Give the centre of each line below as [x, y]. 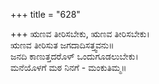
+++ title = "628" [45, 14]
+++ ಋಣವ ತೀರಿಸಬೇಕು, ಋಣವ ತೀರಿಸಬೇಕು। [80, 33]
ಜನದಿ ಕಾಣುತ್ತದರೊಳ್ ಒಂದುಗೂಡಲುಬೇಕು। [74, 56]
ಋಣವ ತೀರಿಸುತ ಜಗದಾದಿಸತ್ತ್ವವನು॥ [62, 45]
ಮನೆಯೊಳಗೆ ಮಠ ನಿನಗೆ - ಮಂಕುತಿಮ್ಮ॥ [68, 67]
